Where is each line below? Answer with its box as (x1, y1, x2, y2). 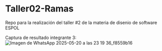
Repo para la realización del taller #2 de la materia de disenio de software (5, 19, 157, 25)
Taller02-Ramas (5, 3, 74, 14)
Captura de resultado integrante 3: (5, 34, 77, 40)
